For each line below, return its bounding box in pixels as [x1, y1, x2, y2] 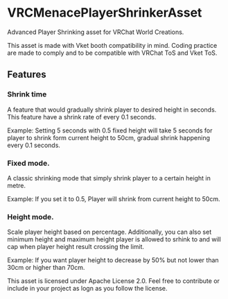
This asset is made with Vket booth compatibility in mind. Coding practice [7, 41, 218, 49]
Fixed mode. [7, 158, 50, 168]
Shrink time [7, 89, 47, 99]
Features [7, 69, 46, 80]
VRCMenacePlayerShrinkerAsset [7, 5, 202, 21]
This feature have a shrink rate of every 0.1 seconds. [7, 112, 157, 121]
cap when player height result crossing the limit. [7, 243, 144, 251]
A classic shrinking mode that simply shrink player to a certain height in [7, 173, 211, 182]
